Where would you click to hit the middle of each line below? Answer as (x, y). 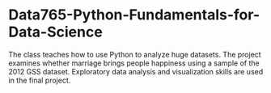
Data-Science (55, 32)
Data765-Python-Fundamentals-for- (134, 15)
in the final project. (40, 80)
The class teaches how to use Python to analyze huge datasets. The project (135, 54)
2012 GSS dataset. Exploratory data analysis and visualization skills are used (136, 71)
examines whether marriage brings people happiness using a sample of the (134, 63)
